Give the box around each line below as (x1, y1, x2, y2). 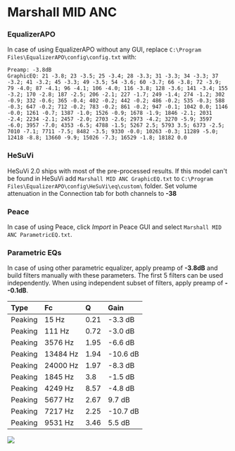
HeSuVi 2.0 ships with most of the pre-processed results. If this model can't (7, 166, 227, 175)
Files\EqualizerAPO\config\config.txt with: (7, 53, 137, 61)
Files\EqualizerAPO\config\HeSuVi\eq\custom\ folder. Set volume (7, 181, 198, 190)
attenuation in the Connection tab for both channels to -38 (7, 189, 177, 197)
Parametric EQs (7, 248, 62, 257)
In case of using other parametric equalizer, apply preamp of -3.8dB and (7, 264, 218, 272)
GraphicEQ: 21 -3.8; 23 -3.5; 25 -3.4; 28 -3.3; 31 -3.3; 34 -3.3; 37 (7, 73, 219, 80)
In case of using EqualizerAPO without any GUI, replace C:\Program (7, 45, 202, 54)
